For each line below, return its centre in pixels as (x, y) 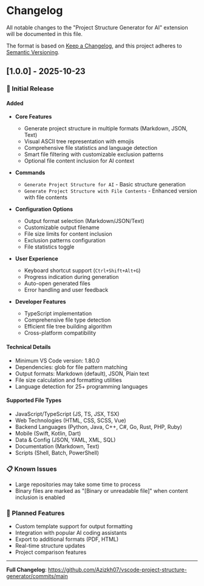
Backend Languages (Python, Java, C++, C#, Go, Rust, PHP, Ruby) (98, 426)
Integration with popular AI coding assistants (71, 533)
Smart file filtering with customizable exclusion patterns (94, 154)
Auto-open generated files (57, 283)
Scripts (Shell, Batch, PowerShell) (57, 453)
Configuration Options (44, 209)
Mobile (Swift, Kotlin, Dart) (48, 433)
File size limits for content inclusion (68, 234)
